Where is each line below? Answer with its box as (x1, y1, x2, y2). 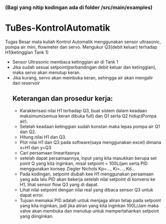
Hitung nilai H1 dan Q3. (19, 134, 67, 140)
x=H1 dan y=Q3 (19, 145, 52, 150)
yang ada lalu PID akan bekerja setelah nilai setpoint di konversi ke (19, 176, 156, 182)
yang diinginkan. (19, 213, 54, 219)
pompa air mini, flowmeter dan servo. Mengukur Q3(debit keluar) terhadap (5, 44, 158, 50)
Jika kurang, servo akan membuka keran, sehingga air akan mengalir (12, 75, 153, 80)
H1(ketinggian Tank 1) (5, 49, 49, 55)
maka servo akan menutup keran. (12, 69, 81, 75)
